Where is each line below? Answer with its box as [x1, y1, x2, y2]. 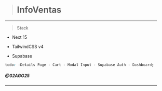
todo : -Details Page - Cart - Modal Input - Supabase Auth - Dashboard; [5, 62, 154, 67]
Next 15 [12, 34, 27, 40]
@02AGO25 [5, 73, 30, 79]
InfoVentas [16, 4, 62, 15]
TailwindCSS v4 [12, 44, 44, 49]
